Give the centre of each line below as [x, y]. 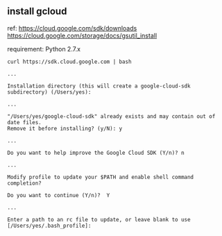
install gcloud [37, 11]
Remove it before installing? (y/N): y [65, 128]
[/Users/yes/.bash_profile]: [49, 226]
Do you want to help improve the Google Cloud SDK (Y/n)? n [96, 153]
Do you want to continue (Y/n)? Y [59, 195]
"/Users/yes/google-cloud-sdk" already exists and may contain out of [111, 116]
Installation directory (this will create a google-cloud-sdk [99, 86]
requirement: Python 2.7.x [44, 49]
